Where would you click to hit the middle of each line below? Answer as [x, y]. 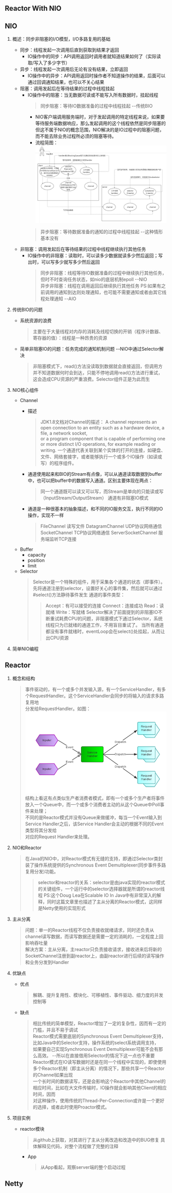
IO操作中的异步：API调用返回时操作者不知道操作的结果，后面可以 [97, 76]
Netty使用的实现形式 [64, 908]
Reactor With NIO [33, 8]
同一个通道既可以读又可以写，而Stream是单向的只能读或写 [102, 491]
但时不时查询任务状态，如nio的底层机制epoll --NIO [94, 279]
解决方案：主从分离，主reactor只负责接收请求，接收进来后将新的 [93, 949]
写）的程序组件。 [59, 463]
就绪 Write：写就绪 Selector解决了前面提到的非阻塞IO [102, 612]
